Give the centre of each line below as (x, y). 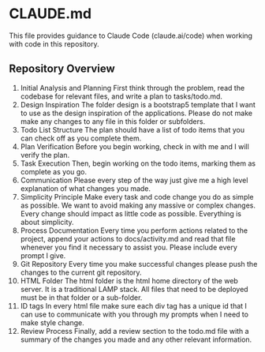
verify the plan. (45, 155)
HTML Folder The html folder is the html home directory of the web (129, 280)
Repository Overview (62, 69)
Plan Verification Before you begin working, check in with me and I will (134, 146)
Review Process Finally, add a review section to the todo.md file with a (134, 331)
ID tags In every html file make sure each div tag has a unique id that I (134, 305)
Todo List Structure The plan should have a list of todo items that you (132, 129)
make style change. (52, 322)
